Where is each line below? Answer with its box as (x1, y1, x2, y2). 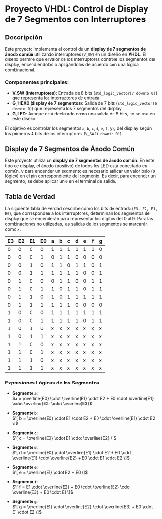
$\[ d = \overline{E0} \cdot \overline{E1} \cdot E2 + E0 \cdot (12, 450, 132, 456)
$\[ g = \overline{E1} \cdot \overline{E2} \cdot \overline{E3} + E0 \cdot (12, 504, 153, 510)
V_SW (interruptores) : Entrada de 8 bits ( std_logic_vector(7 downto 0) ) (12, 90, 158, 96)
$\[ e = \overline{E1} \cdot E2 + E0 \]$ (12, 469, 88, 476)
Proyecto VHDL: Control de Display (5, 3, 149, 15)
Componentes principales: (5, 79, 69, 86)
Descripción (5, 33, 43, 41)
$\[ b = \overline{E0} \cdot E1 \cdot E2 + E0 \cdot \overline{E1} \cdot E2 (12, 415, 156, 421)
